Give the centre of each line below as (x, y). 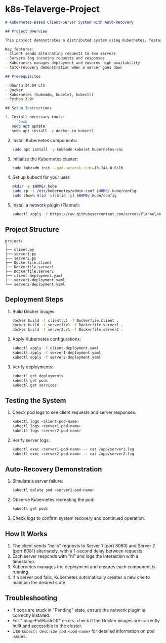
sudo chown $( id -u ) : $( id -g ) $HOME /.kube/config (64, 196)
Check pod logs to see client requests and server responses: (74, 412)
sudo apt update (28, 126)
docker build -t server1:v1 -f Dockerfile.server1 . (68, 325)
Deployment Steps (34, 300)
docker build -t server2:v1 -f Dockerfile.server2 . (68, 330)
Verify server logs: (31, 440)
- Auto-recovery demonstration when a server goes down (64, 68)
